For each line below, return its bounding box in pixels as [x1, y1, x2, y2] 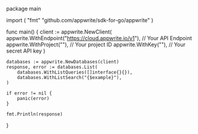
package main [6, 5, 41, 12]
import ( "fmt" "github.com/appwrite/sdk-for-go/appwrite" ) [6, 17, 154, 23]
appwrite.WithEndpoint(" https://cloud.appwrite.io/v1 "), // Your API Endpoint [6, 35, 192, 41]
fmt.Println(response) [6, 111, 63, 117]
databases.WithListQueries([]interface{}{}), [17, 69, 133, 75]
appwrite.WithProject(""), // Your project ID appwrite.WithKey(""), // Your [6, 41, 186, 48]
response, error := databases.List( [6, 64, 98, 70]
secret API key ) [6, 47, 46, 54]
